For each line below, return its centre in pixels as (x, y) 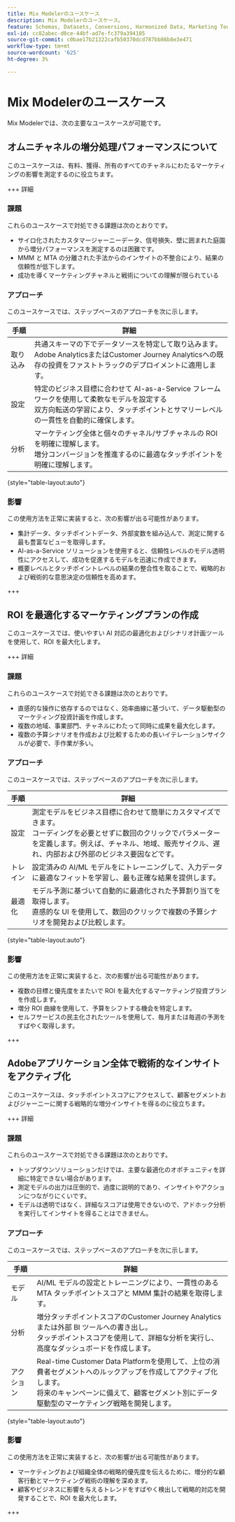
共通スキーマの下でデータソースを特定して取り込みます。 (128, 344)
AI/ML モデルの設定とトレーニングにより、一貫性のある (128, 1283)
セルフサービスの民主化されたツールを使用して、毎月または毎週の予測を (121, 1017)
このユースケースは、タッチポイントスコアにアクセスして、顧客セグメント (114, 1094)
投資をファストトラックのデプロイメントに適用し (129, 365)
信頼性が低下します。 (48, 266)
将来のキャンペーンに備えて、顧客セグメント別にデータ (127, 1393)
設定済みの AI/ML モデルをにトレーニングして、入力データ (127, 867)
